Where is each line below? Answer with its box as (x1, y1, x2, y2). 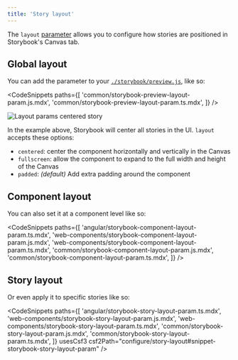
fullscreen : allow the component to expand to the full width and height (17, 154, 226, 164)
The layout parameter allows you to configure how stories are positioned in (7, 30, 229, 38)
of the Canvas (17, 162, 59, 171)
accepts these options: (7, 133, 75, 142)
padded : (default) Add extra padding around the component (17, 170, 190, 179)
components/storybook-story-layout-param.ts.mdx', (7, 322, 160, 331)
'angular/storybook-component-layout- (81, 223, 197, 232)
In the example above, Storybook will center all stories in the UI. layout (7, 126, 215, 134)
